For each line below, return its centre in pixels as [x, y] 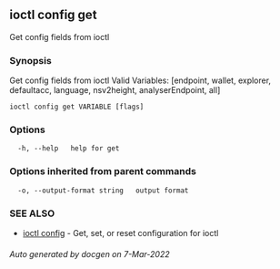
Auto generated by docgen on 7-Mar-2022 [90, 253]
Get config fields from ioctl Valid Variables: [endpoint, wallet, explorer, [140, 80]
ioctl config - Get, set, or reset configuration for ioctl [120, 233]
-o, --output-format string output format [103, 191]
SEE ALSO [32, 213]
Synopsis [30, 60]
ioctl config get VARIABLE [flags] [77, 107]
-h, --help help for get [69, 149]
